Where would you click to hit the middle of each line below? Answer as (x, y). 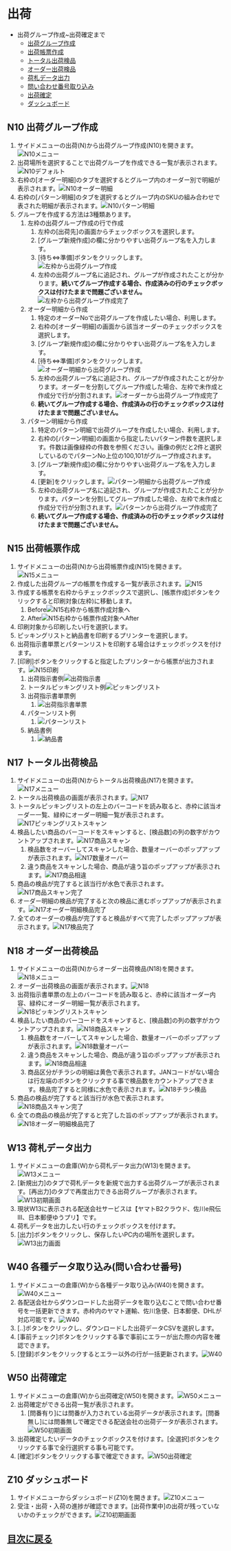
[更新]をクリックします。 (73, 481)
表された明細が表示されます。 (59, 206)
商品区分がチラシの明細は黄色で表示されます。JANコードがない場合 (123, 1072)
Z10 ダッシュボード (48, 1480)
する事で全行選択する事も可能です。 (86, 1447)
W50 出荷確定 (37, 1378)
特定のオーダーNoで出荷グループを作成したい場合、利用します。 (129, 317)
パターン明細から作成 (57, 421)
